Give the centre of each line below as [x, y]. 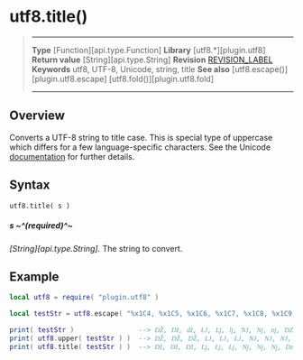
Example [34, 277]
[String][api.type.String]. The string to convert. [96, 248]
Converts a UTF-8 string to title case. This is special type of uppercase [141, 137]
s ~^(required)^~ [41, 226]
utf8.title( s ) [40, 206]
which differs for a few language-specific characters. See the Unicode [140, 147]
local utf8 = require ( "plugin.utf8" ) [84, 298]
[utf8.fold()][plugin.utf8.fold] [161, 78]
